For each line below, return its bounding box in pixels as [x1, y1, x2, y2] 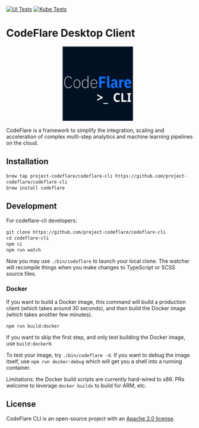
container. [6, 364, 31, 371]
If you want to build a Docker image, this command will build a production [6, 298, 186, 306]
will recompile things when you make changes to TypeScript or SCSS [6, 263, 175, 270]
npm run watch [6, 247, 42, 253]
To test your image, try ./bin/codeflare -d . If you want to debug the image [6, 351, 190, 358]
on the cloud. [6, 139, 39, 146]
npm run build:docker [6, 323, 60, 329]
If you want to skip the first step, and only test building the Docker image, [6, 333, 186, 341]
